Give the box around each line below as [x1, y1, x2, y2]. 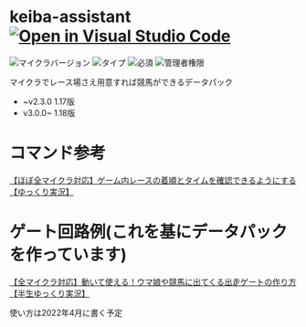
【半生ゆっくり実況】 [9, 288, 90, 299]
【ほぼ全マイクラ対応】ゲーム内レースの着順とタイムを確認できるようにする [9, 174, 297, 185]
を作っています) [9, 245, 128, 266]
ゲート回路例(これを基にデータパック [9, 222, 288, 243]
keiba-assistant [9, 6, 132, 27]
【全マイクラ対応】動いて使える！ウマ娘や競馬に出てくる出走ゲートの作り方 [9, 276, 297, 287]
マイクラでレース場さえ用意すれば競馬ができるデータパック [9, 76, 233, 88]
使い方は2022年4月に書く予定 [9, 307, 123, 318]
